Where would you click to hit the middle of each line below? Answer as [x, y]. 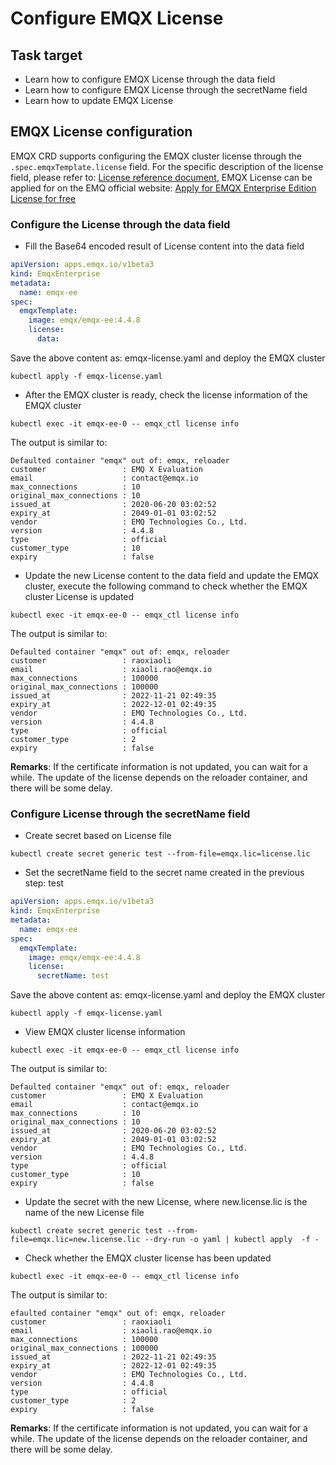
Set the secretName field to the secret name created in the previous [164, 873]
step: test [44, 883]
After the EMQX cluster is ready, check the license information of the [166, 394]
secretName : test [73, 976]
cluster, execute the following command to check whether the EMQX [166, 586]
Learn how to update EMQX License [99, 100]
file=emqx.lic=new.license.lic [75, 1240]
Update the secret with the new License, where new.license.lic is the [166, 1202]
